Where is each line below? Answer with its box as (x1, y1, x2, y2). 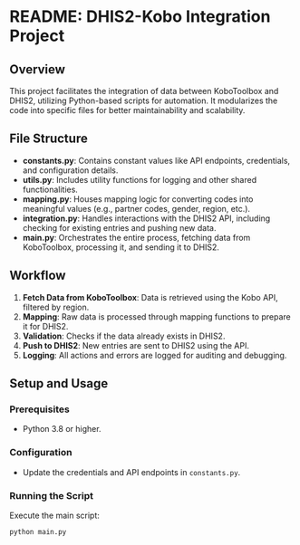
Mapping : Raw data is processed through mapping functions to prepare (22, 311, 292, 322)
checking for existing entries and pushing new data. (22, 222, 217, 233)
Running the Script (9, 489, 93, 502)
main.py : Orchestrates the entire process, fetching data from (22, 232, 251, 243)
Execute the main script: (9, 510, 100, 521)
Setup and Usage (9, 376, 109, 391)
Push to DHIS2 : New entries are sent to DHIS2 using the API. (22, 339, 250, 350)
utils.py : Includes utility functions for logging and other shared (22, 174, 256, 185)
